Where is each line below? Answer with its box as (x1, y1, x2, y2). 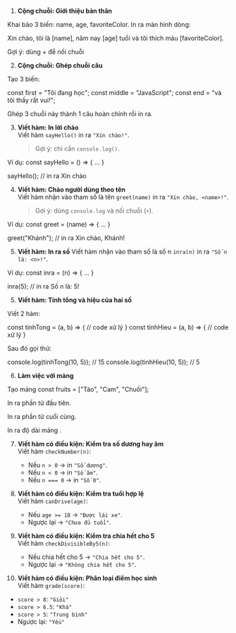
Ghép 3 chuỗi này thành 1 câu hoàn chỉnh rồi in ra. (7, 110, 153, 118)
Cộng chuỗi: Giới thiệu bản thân (17, 7, 113, 15)
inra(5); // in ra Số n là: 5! (7, 282, 80, 290)
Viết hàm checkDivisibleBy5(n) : (17, 539, 111, 547)
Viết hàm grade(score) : (17, 582, 85, 589)
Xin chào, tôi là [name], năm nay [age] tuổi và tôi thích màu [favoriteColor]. (7, 34, 224, 42)
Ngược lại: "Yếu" (17, 618, 65, 626)
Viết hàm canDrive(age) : (17, 497, 88, 505)
